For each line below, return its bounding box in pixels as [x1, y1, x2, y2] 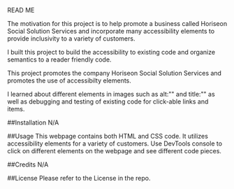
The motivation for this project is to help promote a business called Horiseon [7, 20, 228, 27]
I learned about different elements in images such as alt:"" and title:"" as [7, 90, 215, 98]
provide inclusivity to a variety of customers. [7, 34, 136, 43]
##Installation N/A [7, 118, 59, 127]
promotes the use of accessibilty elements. [7, 76, 131, 85]
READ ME [7, 6, 35, 14]
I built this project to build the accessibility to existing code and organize [7, 48, 215, 56]
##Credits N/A [7, 160, 49, 169]
